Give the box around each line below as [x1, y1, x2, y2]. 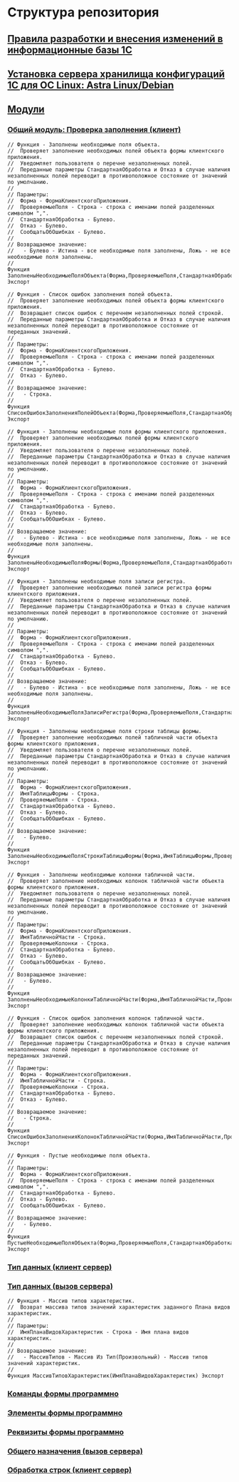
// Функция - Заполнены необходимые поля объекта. [7, 140, 161, 148]
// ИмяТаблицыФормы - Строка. [7, 789, 100, 797]
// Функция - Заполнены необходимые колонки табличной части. [7, 871, 196, 878]
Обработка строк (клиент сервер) [7, 1465, 132, 1475]
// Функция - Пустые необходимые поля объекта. [7, 1152, 152, 1159]
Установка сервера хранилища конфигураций [7, 68, 225, 80]
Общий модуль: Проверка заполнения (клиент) [7, 125, 181, 135]
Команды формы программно [7, 1389, 119, 1399]
